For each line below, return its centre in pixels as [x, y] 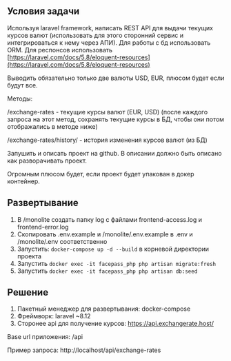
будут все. [22, 85]
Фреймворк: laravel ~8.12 [54, 316]
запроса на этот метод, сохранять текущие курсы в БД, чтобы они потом [116, 119]
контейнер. [23, 181]
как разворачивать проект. [47, 161]
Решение [28, 292]
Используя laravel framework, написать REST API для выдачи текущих [110, 28]
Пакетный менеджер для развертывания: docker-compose [104, 309]
